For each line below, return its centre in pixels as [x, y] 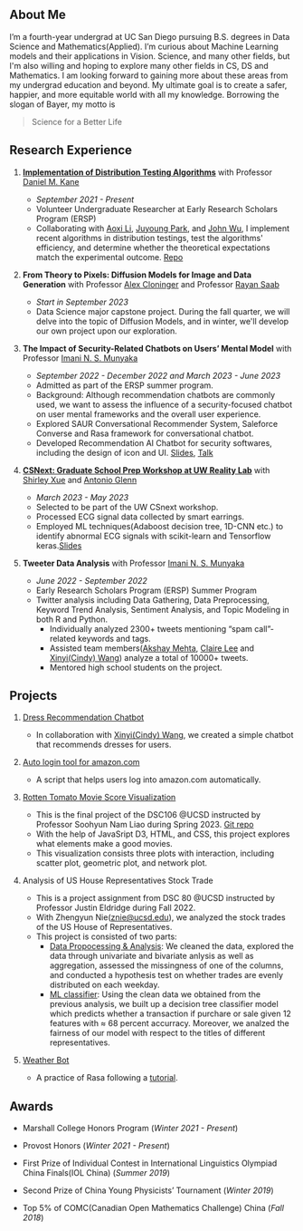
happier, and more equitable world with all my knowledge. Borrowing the [144, 94]
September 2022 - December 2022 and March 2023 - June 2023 [158, 375]
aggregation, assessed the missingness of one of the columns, [166, 965]
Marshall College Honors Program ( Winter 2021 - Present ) [130, 1129]
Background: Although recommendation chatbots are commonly [156, 394]
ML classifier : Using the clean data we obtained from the [155, 994]
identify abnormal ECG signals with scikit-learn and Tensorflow [153, 536]
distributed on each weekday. [104, 985]
